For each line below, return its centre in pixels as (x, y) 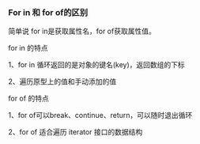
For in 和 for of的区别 (48, 12)
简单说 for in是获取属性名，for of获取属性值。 (82, 31)
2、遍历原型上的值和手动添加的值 (62, 81)
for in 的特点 (28, 48)
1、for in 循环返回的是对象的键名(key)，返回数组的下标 (97, 65)
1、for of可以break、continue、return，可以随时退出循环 (100, 116)
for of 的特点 (28, 99)
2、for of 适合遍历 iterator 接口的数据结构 (75, 132)
